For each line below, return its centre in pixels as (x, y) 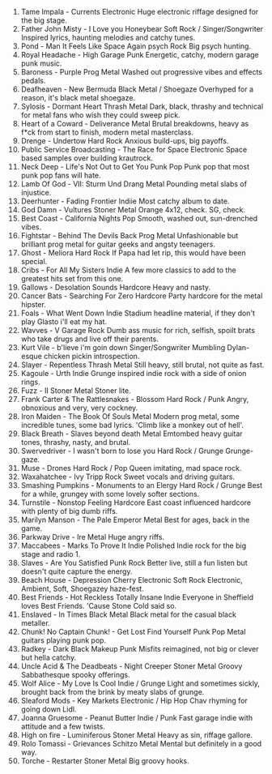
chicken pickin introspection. (92, 356)
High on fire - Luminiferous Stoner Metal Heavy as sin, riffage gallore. (137, 735)
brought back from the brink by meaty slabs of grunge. (113, 692)
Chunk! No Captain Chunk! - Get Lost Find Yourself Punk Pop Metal (133, 632)
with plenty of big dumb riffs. (69, 511)
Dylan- (238, 347)
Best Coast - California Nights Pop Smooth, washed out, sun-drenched (139, 218)
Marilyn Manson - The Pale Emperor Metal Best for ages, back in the (135, 520)
